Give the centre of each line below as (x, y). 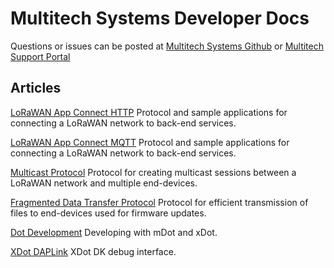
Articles (36, 88)
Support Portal (40, 56)
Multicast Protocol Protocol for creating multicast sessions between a (153, 172)
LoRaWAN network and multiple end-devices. (104, 183)
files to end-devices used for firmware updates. (108, 213)
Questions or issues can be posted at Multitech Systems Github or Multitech (167, 46)
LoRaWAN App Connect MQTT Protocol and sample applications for (150, 142)
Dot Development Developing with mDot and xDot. (114, 232)
